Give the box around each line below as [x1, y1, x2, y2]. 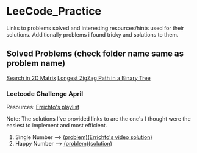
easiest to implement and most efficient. [6, 122, 107, 129]
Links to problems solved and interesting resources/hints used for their [6, 24, 184, 32]
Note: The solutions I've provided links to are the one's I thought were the [6, 115, 191, 123]
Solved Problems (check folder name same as [6, 49, 184, 59]
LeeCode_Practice [6, 4, 102, 18]
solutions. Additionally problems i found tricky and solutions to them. [6, 30, 179, 38]
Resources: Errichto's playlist [6, 104, 80, 111]
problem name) [6, 58, 66, 68]
